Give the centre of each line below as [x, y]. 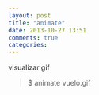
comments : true [33, 38]
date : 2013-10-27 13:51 [48, 30]
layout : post [30, 15]
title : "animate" [37, 23]
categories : [28, 45]
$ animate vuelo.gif [59, 83]
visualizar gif [29, 67]
